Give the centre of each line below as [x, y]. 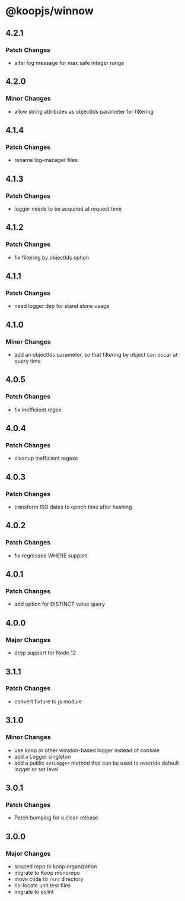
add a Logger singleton [42, 756]
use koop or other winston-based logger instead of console [87, 750]
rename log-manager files [46, 160]
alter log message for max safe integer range [69, 63]
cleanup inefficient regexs [46, 458]
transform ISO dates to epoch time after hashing [73, 507]
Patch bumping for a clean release [56, 818]
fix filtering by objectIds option [52, 257]
